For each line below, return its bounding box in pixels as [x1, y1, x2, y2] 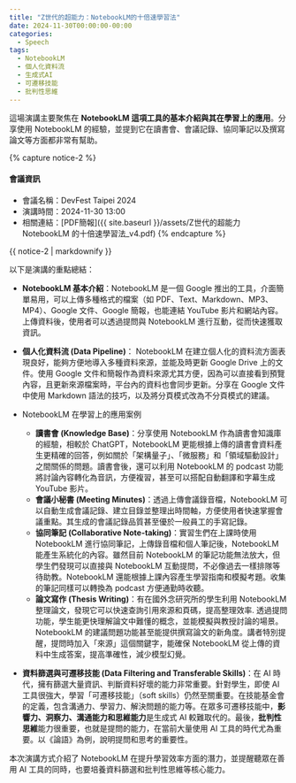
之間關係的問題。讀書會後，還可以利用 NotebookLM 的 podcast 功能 [34, 461, 285, 472]
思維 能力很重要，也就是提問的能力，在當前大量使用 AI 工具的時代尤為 [21, 723, 275, 733]
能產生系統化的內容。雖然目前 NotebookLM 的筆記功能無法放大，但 [34, 549, 281, 560]
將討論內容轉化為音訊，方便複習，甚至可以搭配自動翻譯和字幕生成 [34, 472, 276, 482]
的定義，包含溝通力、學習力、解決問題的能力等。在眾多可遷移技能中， [21, 701, 278, 711]
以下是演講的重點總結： [9, 264, 95, 274]
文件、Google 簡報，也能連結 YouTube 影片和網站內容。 [79, 304, 284, 315]
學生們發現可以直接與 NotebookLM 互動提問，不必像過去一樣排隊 [34, 560, 273, 571]
